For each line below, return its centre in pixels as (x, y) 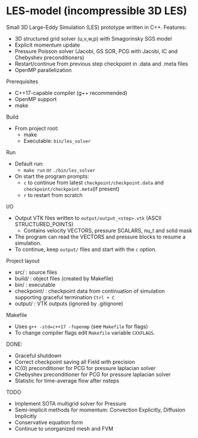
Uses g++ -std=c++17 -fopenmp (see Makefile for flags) (81, 326)
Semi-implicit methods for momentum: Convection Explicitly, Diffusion (100, 410)
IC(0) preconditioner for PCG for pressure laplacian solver (85, 368)
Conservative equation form (49, 422)
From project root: (37, 128)
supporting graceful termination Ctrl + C (65, 297)
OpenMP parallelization (43, 70)
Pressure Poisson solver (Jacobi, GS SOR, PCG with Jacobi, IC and (96, 51)
